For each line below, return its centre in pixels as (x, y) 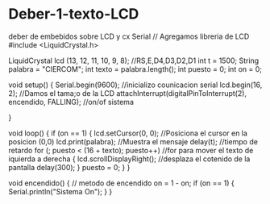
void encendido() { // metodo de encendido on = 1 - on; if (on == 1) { (122, 183)
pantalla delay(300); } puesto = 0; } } (69, 167)
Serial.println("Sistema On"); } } (60, 191)
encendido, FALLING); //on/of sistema (71, 102)
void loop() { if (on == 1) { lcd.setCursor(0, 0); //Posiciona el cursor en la (128, 133)
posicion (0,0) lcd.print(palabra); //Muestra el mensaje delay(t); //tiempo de (133, 141)
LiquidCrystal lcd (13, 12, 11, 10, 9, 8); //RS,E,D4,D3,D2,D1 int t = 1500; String (134, 60)
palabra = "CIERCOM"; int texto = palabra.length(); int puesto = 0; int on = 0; (135, 69)
